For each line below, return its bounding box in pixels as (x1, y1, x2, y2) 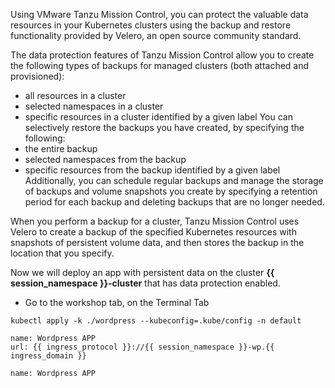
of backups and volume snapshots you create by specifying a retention (24, 185, 318, 197)
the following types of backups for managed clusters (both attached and (10, 60, 310, 71)
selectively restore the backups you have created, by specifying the (24, 122, 305, 133)
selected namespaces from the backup (24, 154, 187, 165)
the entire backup (24, 143, 98, 154)
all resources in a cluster (24, 90, 127, 101)
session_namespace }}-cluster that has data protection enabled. (10, 277, 281, 289)
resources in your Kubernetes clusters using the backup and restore (10, 19, 292, 31)
